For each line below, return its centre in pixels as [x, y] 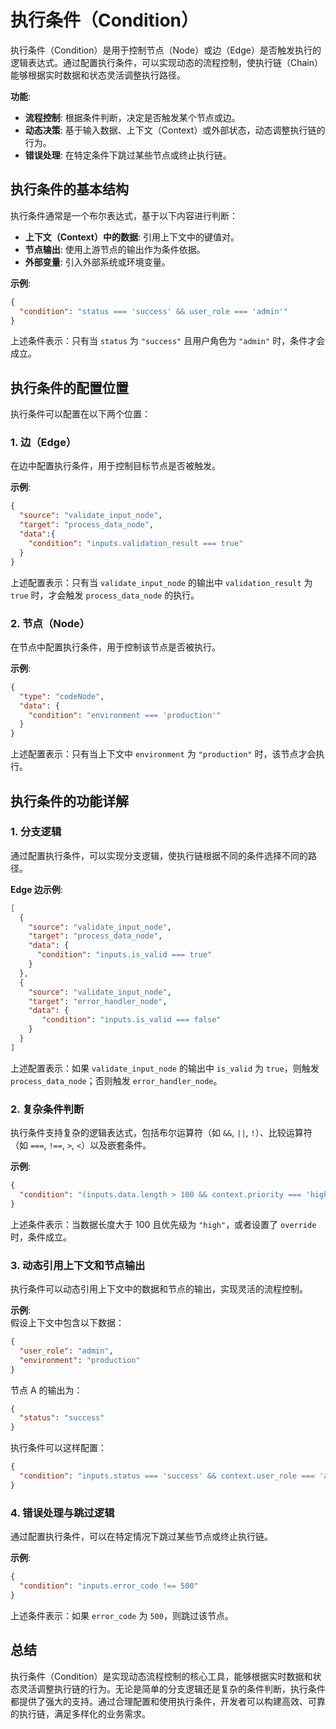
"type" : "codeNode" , [62, 696]
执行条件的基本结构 [69, 189]
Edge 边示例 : [36, 889]
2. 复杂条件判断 [47, 1109]
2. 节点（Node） [50, 623]
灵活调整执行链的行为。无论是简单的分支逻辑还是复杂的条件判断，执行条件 [172, 1688]
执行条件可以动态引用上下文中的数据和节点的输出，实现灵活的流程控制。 [159, 1289]
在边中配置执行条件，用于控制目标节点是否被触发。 [115, 466]
